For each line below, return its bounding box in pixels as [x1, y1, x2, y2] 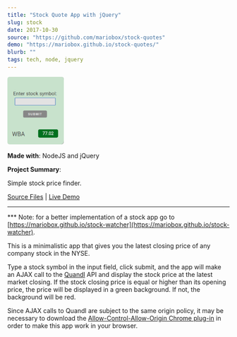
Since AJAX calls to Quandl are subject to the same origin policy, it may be [7, 306, 224, 314]
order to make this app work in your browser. [7, 321, 138, 330]
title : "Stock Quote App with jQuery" [7, 11, 121, 18]
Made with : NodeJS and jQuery [7, 151, 100, 160]
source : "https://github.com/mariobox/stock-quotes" [7, 34, 166, 41]
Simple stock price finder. [7, 179, 83, 187]
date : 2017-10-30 [7, 26, 59, 33]
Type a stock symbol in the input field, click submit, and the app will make [7, 262, 222, 271]
